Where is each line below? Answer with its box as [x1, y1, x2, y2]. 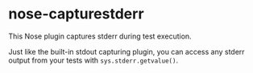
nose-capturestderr [8, 5, 144, 23]
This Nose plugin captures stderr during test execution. [8, 31, 192, 41]
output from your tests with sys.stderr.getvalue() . [8, 55, 179, 65]
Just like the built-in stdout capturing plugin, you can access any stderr [8, 47, 245, 56]
